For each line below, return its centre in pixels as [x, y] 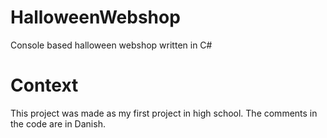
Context [44, 85]
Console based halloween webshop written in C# [111, 45]
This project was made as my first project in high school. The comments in [164, 113]
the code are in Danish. [58, 123]
